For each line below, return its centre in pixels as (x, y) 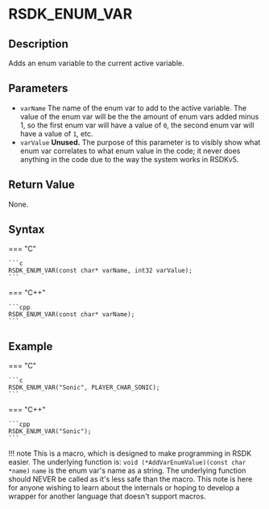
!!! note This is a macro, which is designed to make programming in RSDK (130, 453)
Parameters (38, 88)
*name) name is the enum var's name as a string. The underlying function (127, 471)
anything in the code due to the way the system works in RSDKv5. (129, 159)
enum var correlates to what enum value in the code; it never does (130, 151)
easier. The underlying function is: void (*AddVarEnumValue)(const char (127, 462)
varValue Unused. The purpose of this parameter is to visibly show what (140, 142)
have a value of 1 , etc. (56, 133)
